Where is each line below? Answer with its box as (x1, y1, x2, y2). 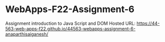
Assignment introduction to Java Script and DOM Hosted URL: (5, 20, 136, 26)
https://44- (136, 20, 160, 26)
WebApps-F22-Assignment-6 (5, 4, 135, 15)
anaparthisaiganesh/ (5, 31, 48, 37)
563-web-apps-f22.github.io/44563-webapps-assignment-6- (5, 25, 136, 31)
